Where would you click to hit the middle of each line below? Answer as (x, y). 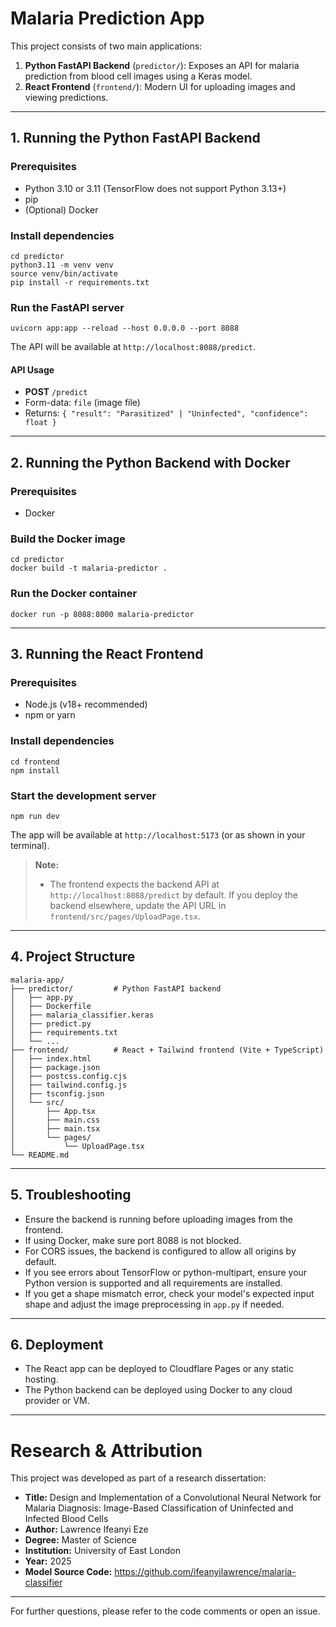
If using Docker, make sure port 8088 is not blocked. (133, 1240)
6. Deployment (57, 1345)
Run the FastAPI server (67, 307)
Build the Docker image (68, 539)
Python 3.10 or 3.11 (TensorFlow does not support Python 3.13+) (155, 188)
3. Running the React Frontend (107, 654)
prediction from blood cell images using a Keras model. (138, 76)
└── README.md (40, 1155)
